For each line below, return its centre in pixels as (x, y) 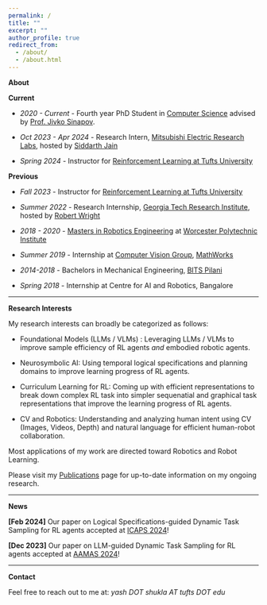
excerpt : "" (28, 30)
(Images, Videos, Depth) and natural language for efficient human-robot (137, 427)
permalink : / (30, 15)
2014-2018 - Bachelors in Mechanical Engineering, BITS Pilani (121, 270)
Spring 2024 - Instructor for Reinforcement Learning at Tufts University (136, 160)
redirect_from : (33, 45)
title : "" (25, 23)
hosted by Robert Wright (60, 215)
